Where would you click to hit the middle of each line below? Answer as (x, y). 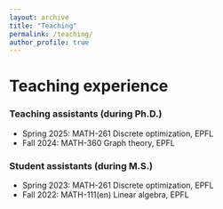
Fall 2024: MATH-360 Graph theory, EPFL (98, 142)
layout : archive (39, 17)
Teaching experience (89, 86)
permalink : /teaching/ (51, 34)
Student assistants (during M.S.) (81, 165)
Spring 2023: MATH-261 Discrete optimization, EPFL (118, 185)
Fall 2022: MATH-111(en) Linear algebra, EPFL (105, 195)
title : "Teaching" (43, 26)
